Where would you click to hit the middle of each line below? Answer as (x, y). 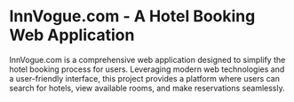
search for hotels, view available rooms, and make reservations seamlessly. (147, 88)
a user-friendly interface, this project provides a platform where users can (144, 78)
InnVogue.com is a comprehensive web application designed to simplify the (147, 59)
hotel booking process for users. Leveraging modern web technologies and (147, 69)
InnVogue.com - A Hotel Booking (132, 16)
